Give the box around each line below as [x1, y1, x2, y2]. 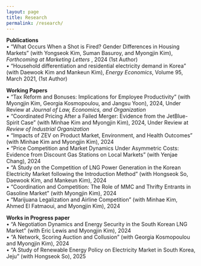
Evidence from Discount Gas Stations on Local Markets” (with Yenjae [6, 151, 178, 158]
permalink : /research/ [6, 20, 63, 26]
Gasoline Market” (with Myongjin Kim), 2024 [6, 190, 116, 197]
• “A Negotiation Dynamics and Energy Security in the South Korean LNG [6, 221, 188, 228]
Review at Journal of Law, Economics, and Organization [6, 106, 146, 114]
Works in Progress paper [6, 214, 70, 221]
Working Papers [6, 87, 48, 94]
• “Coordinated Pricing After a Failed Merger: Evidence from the [6, 112, 165, 120]
